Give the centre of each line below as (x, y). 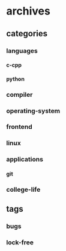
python (16, 79)
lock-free (20, 243)
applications (25, 160)
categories (27, 34)
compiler (19, 94)
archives (28, 11)
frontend (19, 127)
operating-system (33, 111)
